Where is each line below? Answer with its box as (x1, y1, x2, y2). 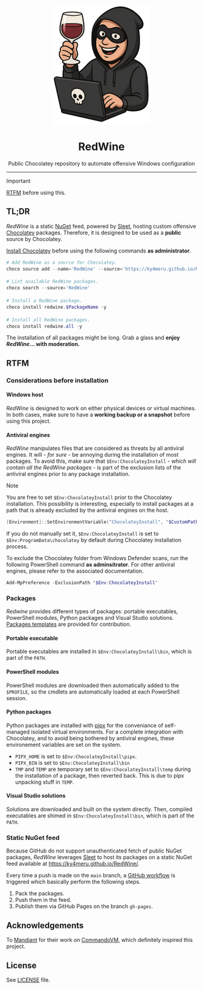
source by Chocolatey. (6, 235, 62, 242)
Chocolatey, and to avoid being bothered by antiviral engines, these (6, 734, 175, 742)
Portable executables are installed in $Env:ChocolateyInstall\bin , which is (6, 648, 192, 655)
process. (6, 543, 28, 550)
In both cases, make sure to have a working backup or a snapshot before (6, 411, 190, 418)
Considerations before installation (6, 376, 109, 384)
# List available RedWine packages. (6, 279, 98, 285)
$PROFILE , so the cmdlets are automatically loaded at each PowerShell (6, 688, 180, 695)
